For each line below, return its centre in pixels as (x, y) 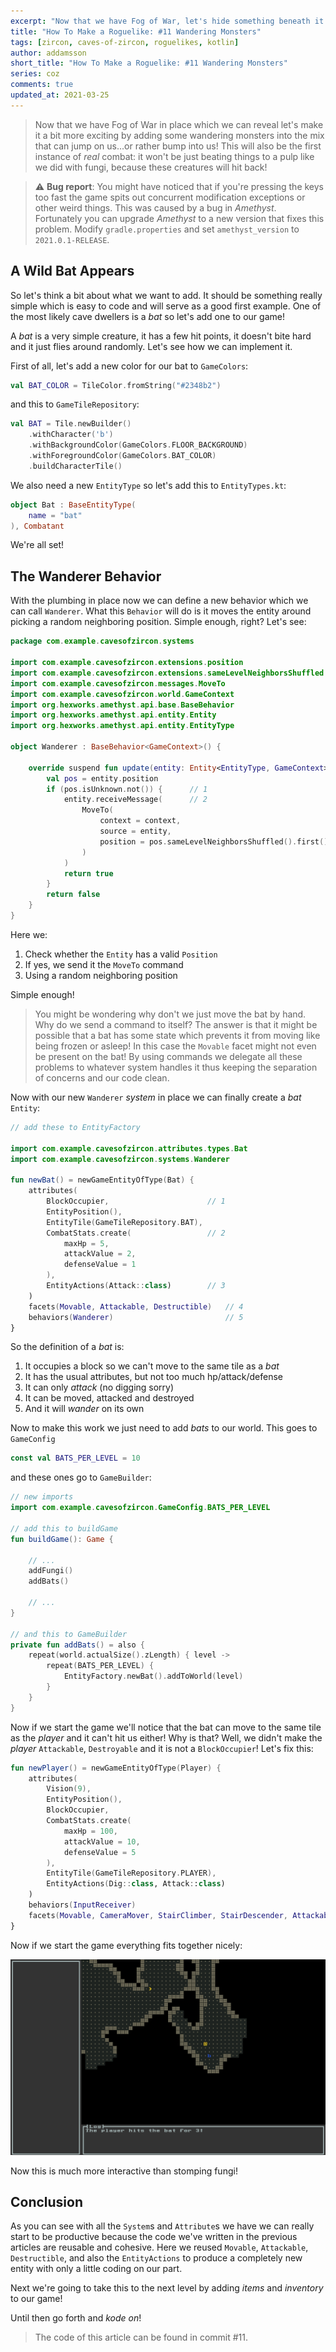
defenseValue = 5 (100, 1852)
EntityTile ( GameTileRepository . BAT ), (124, 1222)
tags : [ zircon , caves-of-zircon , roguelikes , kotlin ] (125, 42)
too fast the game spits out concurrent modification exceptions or (170, 197)
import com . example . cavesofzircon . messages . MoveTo (118, 683)
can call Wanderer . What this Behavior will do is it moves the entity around (161, 611)
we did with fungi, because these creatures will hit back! (151, 167)
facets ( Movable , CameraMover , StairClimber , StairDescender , (158, 1915)
